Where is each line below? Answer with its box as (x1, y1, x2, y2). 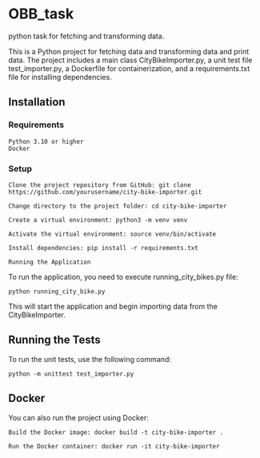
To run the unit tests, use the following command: (8, 354, 172, 364)
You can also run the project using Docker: (8, 412, 150, 422)
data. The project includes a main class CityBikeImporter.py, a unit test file (8, 55, 253, 65)
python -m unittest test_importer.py (8, 369, 134, 378)
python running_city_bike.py (8, 287, 106, 296)
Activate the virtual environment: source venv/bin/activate (8, 229, 217, 238)
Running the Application (8, 257, 91, 266)
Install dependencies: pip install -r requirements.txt (8, 244, 198, 252)
